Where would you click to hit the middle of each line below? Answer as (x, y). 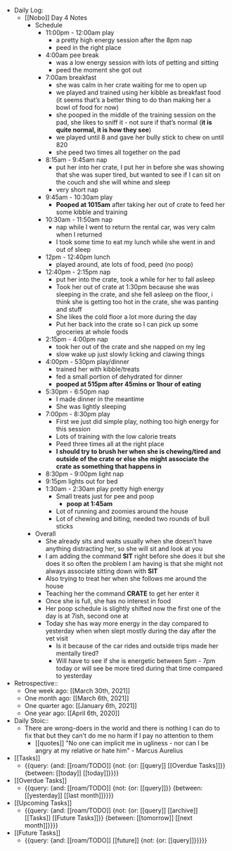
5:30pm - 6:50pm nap (77, 391)
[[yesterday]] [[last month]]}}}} (69, 795)
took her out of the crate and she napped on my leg (130, 347)
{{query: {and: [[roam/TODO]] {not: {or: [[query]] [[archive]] (111, 810)
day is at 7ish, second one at (87, 616)
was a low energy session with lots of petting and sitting (137, 62)
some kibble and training (92, 212)
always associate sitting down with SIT (102, 571)
